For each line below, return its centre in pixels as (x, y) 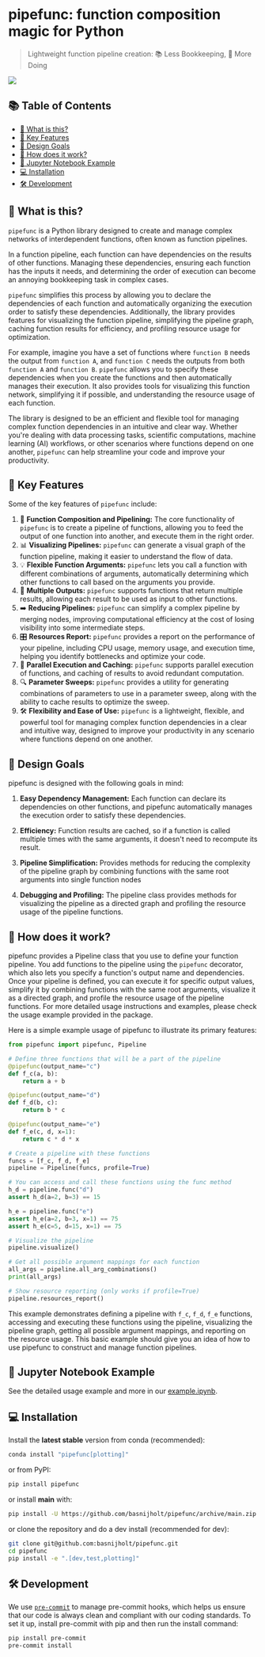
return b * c (44, 1110)
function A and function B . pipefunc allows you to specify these (114, 369)
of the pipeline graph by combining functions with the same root (124, 871)
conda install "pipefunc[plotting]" (68, 1455)
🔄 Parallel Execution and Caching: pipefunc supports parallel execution (137, 665)
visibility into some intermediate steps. (82, 628)
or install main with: (40, 1499)
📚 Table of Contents (60, 106)
